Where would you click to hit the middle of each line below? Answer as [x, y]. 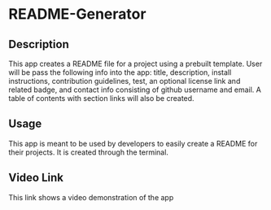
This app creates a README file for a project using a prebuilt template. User [135, 63]
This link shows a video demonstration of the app [91, 197]
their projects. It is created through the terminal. [89, 152]
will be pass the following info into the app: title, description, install [120, 72]
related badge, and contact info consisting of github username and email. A [135, 90]
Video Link [36, 178]
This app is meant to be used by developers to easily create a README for [133, 143]
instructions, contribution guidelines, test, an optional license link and [125, 81]
